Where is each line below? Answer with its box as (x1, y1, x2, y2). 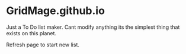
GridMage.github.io (6, 4, 105, 18)
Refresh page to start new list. (6, 41, 80, 48)
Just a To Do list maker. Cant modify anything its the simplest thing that (6, 23, 180, 31)
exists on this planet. (6, 29, 57, 36)
